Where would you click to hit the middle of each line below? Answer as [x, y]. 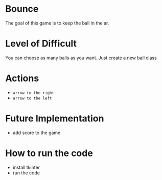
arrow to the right [33, 93]
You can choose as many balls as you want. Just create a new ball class [81, 58]
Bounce [22, 9]
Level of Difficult [41, 44]
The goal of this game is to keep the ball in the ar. [57, 23]
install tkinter [26, 167]
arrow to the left [32, 98]
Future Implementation [55, 118]
